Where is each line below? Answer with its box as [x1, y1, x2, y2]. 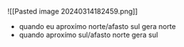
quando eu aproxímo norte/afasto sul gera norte [18, 22, 176, 31]
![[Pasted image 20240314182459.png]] [7, 7, 138, 16]
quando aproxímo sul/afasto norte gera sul [18, 31, 159, 39]
